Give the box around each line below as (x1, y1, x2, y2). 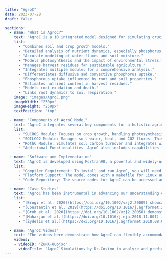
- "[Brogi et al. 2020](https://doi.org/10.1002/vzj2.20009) (18, 200, 148, 205)
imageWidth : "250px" (14, 99, 57, 104)
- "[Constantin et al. (18, 205, 66, 210)
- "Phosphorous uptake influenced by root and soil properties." (18, 77, 157, 82)
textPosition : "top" (14, 109, 57, 114)
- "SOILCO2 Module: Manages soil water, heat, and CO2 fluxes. (18, 136, 153, 141)
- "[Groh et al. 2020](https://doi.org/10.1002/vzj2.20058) (18, 209, 146, 214)
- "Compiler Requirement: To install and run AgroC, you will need (18, 168, 162, 173)
